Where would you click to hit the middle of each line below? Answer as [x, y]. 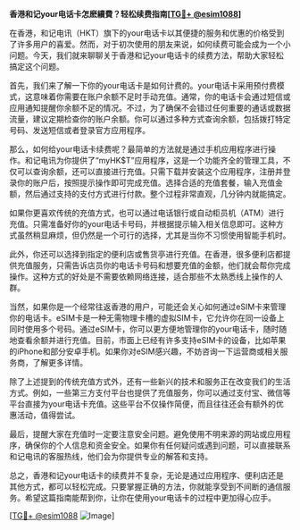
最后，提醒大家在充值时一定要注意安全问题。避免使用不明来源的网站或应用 [146, 434]
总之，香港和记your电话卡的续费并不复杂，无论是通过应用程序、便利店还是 [146, 475]
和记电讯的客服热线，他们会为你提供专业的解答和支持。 [111, 456]
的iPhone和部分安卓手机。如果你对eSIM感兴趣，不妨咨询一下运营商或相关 [145, 351]
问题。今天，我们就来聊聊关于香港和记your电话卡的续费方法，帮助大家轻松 [146, 55]
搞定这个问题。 [37, 67]
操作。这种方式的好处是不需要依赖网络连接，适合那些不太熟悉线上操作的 [142, 277]
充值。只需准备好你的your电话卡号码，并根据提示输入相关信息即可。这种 [143, 224]
